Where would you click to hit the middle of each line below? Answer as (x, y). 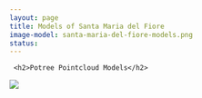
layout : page (34, 18)
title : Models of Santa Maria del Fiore (87, 26)
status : (24, 43)
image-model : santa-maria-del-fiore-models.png (101, 34)
